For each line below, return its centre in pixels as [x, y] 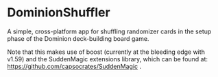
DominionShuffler [59, 13]
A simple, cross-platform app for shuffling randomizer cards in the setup [109, 31]
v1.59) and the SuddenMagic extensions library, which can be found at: [107, 59]
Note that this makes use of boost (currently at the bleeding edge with [106, 52]
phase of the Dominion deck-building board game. [78, 38]
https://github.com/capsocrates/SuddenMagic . [74, 66]
